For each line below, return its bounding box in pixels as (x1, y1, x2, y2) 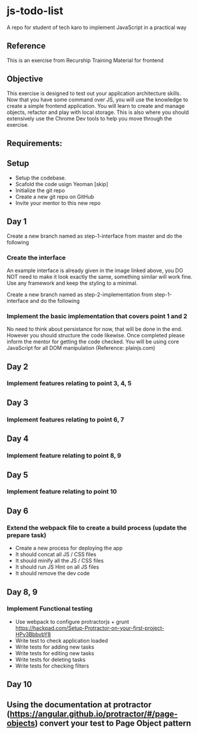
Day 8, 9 (7, 587, 38, 597)
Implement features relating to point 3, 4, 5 (7, 379, 132, 388)
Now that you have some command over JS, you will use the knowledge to (7, 96, 189, 103)
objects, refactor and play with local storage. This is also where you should (7, 108, 189, 116)
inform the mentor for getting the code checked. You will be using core (7, 338, 179, 345)
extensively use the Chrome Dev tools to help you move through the (7, 114, 173, 122)
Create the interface (7, 253, 66, 261)
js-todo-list (7, 4, 64, 18)
